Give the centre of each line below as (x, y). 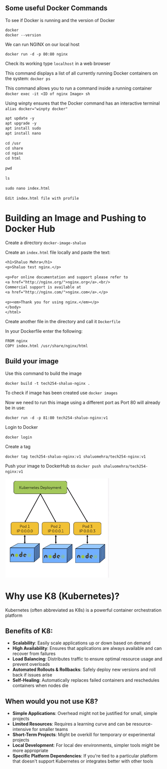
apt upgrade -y (21, 123)
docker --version (23, 35)
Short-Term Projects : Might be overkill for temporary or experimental (84, 734)
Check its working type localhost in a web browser (58, 63)
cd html (13, 158)
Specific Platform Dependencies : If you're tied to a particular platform (85, 756)
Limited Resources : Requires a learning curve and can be (72, 724)
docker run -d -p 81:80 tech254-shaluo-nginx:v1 (57, 418)
